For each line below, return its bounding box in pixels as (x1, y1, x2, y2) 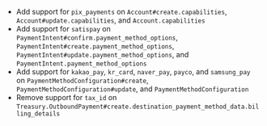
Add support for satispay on (15, 24, 112, 33)
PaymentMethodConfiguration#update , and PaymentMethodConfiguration (15, 84, 249, 94)
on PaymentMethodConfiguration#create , (15, 76, 149, 85)
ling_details (15, 110, 61, 118)
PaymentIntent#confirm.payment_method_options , (15, 32, 178, 42)
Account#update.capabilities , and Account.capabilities (15, 15, 206, 25)
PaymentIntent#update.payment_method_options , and (15, 50, 189, 59)
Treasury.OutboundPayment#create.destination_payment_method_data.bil (15, 103, 260, 111)
